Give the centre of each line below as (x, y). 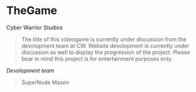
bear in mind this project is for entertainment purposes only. (97, 58)
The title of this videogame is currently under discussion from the (104, 39)
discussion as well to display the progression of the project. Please (106, 52)
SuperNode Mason (45, 82)
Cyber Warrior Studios (35, 27)
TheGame (32, 11)
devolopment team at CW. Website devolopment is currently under (105, 46)
